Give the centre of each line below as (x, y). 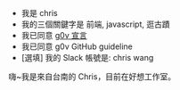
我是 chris (40, 13)
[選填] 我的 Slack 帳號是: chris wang (87, 57)
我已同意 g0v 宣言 (54, 35)
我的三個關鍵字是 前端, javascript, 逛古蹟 (95, 24)
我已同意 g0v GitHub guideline (77, 46)
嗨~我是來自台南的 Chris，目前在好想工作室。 (92, 77)
